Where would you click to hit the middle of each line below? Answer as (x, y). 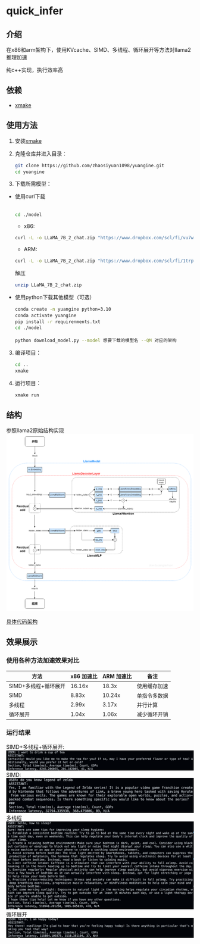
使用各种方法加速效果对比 (43, 661)
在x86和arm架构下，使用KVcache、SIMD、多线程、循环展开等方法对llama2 (99, 50)
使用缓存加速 (152, 686)
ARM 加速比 (117, 676)
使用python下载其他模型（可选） (55, 297)
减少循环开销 (152, 714)
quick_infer (35, 11)
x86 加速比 (84, 676)
